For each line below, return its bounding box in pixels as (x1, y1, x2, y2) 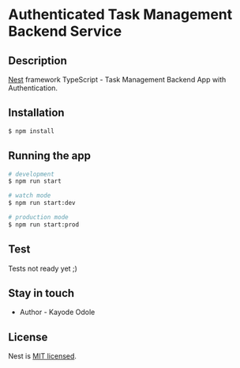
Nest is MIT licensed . (8, 351, 77, 361)
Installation (8, 106, 65, 120)
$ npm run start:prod (8, 220, 80, 229)
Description (8, 54, 67, 67)
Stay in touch (8, 286, 75, 300)
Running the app (8, 149, 91, 163)
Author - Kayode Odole (19, 307, 96, 317)
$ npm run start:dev (8, 199, 77, 207)
